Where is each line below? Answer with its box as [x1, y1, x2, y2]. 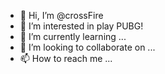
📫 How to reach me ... [19, 53, 113, 64]
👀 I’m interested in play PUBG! [19, 20, 144, 32]
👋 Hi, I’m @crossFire [19, 10, 104, 21]
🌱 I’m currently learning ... [19, 31, 127, 42]
